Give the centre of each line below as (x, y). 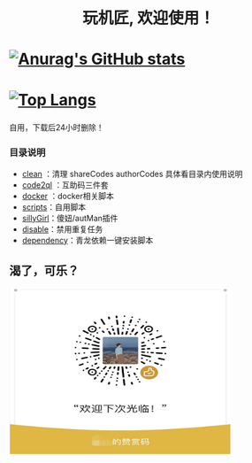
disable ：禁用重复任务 (62, 229)
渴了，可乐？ (44, 271)
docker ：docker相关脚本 (68, 196)
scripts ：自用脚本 (54, 207)
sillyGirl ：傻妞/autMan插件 (70, 218)
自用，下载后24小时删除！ (57, 127)
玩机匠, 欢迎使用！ (149, 18)
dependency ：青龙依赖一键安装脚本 (88, 240)
